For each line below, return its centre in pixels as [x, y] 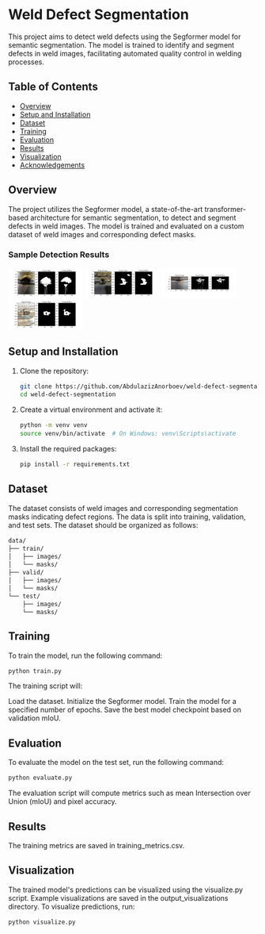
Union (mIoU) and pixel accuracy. [62, 801]
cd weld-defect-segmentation [68, 394]
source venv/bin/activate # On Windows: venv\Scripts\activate [128, 434]
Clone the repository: [54, 371]
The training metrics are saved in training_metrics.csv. [97, 845]
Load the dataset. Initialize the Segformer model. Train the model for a [123, 701]
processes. [26, 62]
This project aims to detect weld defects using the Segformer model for [125, 37]
